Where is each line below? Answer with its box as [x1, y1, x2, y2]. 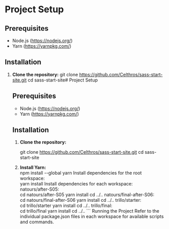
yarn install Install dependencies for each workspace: [19, 181, 133, 187]
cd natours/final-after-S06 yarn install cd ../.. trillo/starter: [19, 197, 141, 203]
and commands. [19, 219, 54, 225]
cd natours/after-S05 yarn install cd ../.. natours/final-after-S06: [19, 192, 155, 198]
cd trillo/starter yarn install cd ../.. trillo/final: [19, 202, 113, 209]
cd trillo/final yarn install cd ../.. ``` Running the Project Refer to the [19, 208, 160, 214]
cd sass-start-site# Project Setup [27, 77, 98, 83]
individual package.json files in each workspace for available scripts [19, 214, 164, 220]
